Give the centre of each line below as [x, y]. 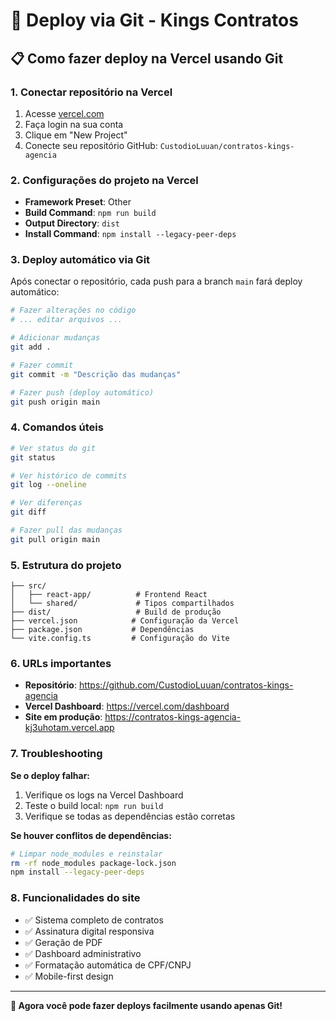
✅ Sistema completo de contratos [94, 920]
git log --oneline [48, 485]
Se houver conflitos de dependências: [91, 835]
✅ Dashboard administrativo [83, 953]
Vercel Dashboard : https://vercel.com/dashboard [127, 706]
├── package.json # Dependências [102, 630]
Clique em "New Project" [76, 135]
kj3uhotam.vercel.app [69, 728]
